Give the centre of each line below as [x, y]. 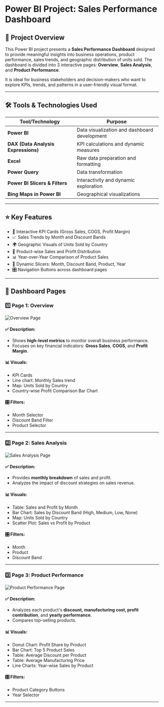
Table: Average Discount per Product [49, 655]
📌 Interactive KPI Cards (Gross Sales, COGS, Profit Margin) [71, 232]
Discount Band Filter [33, 420]
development [92, 136]
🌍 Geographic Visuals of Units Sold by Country [60, 244]
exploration [90, 186]
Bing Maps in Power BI [34, 194]
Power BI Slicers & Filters [37, 183]
